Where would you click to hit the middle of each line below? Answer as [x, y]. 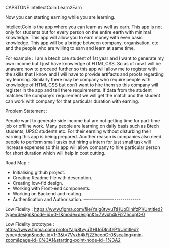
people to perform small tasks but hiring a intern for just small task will [78, 142]
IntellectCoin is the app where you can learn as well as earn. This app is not [84, 27]
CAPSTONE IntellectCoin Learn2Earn [44, 7]
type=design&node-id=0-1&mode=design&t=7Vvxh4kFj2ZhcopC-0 [75, 214]
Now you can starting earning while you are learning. [60, 17]
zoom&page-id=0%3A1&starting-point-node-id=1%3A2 [63, 240]
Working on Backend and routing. [47, 194]
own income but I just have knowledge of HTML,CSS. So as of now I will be [83, 63]
